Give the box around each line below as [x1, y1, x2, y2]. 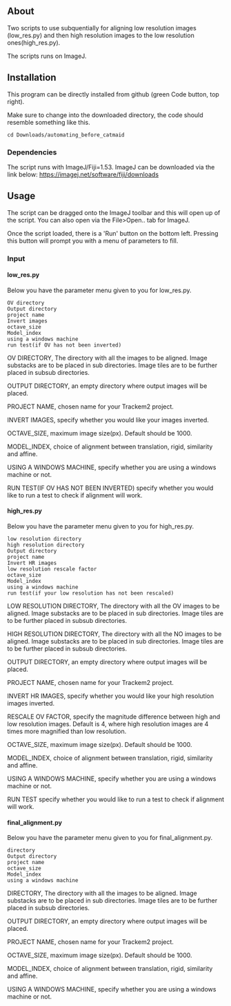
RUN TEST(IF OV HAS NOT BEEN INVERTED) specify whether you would [7, 484, 214, 492]
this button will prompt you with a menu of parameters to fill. [7, 236, 179, 245]
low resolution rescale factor [7, 566, 97, 573]
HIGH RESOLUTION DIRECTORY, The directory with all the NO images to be [7, 630, 222, 638]
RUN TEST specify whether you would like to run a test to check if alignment [7, 795, 225, 803]
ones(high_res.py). [7, 38, 61, 47]
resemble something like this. [7, 118, 91, 126]
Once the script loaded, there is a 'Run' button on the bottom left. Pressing [7, 229, 219, 237]
